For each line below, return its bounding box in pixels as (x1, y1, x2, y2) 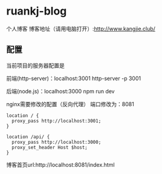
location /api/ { (6, 133, 50, 140)
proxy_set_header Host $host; (11, 144, 88, 150)
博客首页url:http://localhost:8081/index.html (6, 161, 115, 168)
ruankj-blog (6, 4, 67, 18)
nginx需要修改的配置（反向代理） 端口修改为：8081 (6, 100, 134, 107)
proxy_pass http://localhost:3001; (11, 118, 102, 124)
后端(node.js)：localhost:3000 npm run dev (6, 87, 115, 95)
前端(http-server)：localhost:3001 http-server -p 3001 (6, 75, 141, 82)
